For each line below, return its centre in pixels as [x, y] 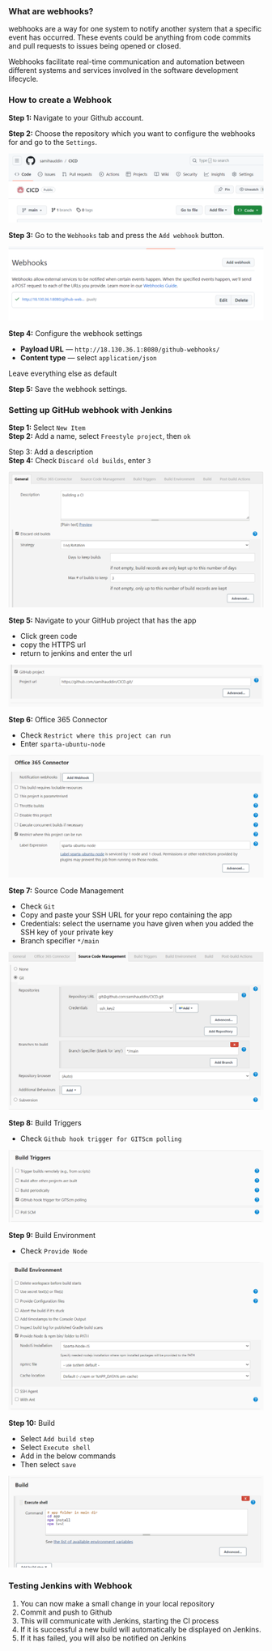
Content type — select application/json [89, 358]
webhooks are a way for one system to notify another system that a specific [135, 29]
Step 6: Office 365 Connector [58, 720]
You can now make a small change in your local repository [117, 1603]
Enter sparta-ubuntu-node [63, 744]
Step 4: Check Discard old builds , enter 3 [80, 461]
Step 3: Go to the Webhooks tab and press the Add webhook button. [117, 236]
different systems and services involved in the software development [123, 70]
